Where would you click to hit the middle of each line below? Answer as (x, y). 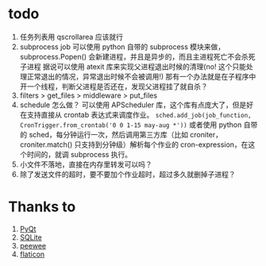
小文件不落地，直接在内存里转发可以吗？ (86, 164)
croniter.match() (46, 145)
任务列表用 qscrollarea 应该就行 (71, 37)
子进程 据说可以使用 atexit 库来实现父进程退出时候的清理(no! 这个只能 (133, 66)
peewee (33, 245)
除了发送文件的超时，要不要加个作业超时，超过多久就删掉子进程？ (127, 174)
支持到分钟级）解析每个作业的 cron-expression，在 (164, 145)
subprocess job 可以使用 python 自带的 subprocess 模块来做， (122, 46)
